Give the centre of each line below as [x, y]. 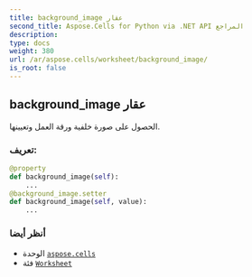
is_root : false [38, 69]
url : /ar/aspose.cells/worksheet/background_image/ [108, 60]
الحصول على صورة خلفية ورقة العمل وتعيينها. [85, 126]
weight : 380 [32, 51]
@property [28, 168]
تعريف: [23, 150]
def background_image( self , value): [78, 202]
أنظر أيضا [28, 234]
